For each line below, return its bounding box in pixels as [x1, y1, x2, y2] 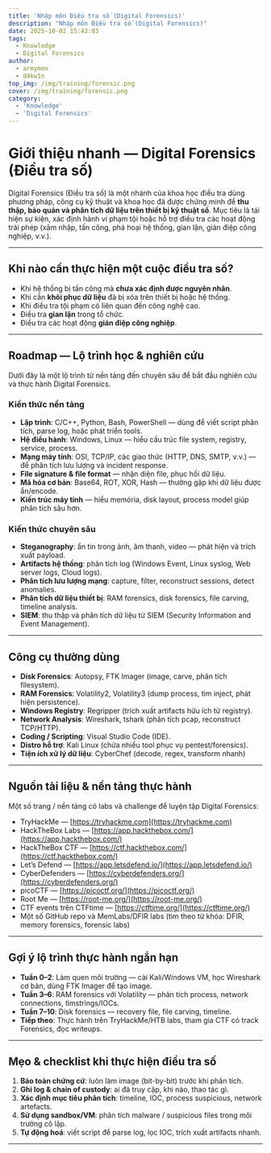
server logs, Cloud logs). [19, 567, 102, 578]
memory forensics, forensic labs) [19, 919, 131, 929]
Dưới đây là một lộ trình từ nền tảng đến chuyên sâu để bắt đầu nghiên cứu [8, 370, 257, 380]
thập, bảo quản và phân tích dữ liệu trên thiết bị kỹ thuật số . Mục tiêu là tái [8, 205, 261, 215]
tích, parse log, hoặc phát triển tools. [19, 426, 143, 436]
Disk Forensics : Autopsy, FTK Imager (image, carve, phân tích [19, 671, 227, 681]
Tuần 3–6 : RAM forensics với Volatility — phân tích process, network [19, 989, 248, 999]
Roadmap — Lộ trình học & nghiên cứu [8, 349, 204, 363]
